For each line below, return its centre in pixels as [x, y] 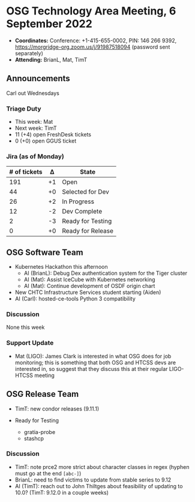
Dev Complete [82, 212]
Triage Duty [24, 108]
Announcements [38, 78]
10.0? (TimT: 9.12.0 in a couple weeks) [62, 492]
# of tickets [26, 172]
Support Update [30, 343]
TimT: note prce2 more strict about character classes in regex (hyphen [102, 467]
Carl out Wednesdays [33, 93]
